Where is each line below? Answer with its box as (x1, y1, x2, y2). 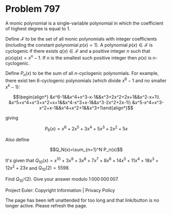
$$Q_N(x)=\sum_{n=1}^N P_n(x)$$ (49, 147, 123, 153)
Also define (5, 137, 30, 143)
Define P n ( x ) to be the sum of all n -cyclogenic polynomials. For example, (5, 70, 159, 77)
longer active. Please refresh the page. (5, 202, 88, 208)
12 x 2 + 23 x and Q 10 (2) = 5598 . (5, 164, 70, 172)
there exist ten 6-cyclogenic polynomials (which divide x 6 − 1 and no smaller (5, 76, 167, 84)
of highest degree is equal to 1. (5, 25, 71, 31)
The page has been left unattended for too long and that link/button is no (5, 197, 159, 203)
